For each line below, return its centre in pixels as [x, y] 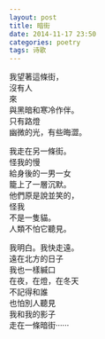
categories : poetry [45, 42]
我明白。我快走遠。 [44, 248]
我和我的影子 [32, 314]
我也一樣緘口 [32, 270]
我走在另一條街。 [40, 151]
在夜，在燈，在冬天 [44, 281]
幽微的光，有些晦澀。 [48, 132]
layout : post [33, 17]
